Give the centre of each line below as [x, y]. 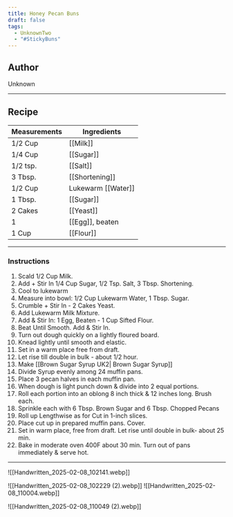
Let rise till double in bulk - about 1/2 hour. [78, 357]
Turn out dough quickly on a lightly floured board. [88, 335]
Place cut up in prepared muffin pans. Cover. [82, 423]
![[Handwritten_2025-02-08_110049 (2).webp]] [75, 507]
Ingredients [102, 131]
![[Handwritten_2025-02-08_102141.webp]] [69, 472]
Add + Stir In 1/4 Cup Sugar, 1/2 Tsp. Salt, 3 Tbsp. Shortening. [106, 283]
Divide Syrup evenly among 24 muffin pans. [81, 372]
